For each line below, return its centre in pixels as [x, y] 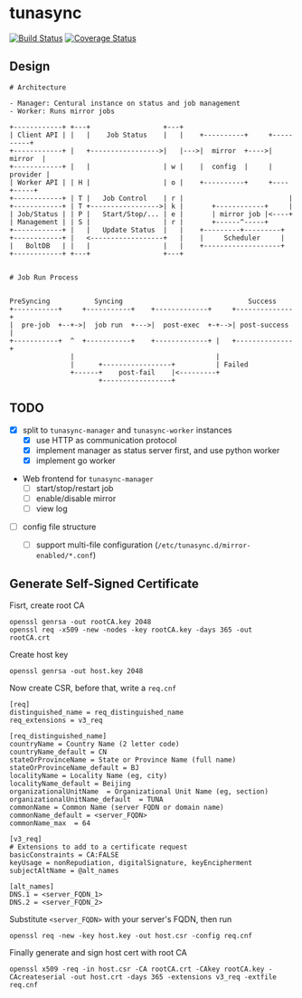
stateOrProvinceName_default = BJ [75, 767]
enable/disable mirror [76, 498]
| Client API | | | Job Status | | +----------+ [129, 135]
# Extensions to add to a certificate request [99, 847]
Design [30, 67]
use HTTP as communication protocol [106, 440]
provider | [30, 175]
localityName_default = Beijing [70, 784]
